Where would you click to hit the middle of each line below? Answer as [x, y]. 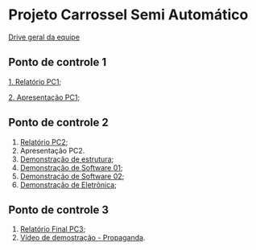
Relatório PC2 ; [44, 141]
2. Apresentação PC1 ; [44, 97]
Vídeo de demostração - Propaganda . [83, 238]
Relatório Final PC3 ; [53, 229]
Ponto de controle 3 [59, 209]
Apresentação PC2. [52, 150]
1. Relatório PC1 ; [35, 81]
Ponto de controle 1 [58, 62]
